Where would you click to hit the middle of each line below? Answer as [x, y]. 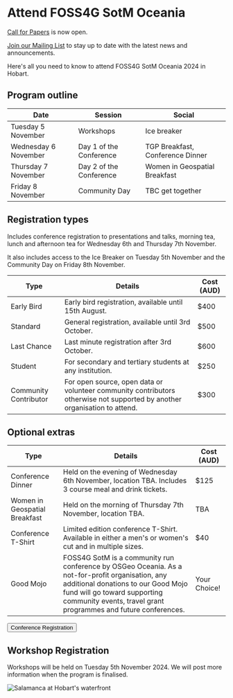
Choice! [208, 588]
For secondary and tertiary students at [127, 362]
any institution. [88, 370]
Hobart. [18, 73]
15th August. [86, 311]
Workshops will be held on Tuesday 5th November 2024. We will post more [115, 668]
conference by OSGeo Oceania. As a [122, 566]
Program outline [43, 95]
